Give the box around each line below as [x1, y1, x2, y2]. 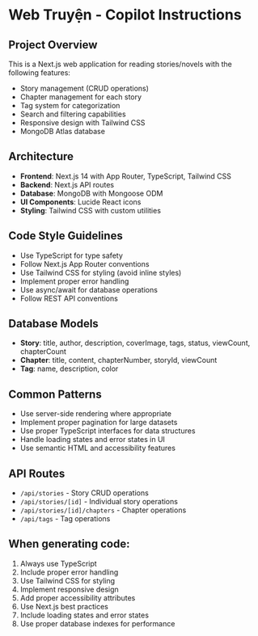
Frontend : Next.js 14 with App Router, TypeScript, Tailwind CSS [19, 171, 232, 181]
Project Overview [8, 38, 98, 52]
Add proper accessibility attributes [19, 592, 136, 603]
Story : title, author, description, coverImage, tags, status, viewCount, [19, 338, 251, 348]
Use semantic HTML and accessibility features [19, 443, 176, 453]
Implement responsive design [19, 584, 119, 594]
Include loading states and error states [19, 610, 150, 620]
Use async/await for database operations [19, 284, 158, 294]
